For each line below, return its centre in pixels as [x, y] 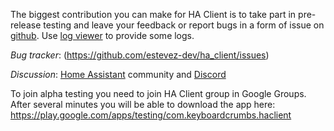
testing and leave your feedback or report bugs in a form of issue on [184, 25]
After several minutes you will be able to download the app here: [143, 104]
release [26, 25]
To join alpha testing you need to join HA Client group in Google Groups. [158, 93]
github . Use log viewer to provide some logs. [102, 35]
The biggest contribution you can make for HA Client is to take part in [153, 14]
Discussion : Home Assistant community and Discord [118, 74]
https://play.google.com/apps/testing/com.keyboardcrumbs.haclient [151, 115]
